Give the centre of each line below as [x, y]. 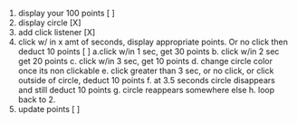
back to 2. [37, 99]
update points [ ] [49, 109]
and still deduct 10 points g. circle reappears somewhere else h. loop [146, 90]
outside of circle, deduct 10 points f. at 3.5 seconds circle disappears [147, 80]
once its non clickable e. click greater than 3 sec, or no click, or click [146, 71]
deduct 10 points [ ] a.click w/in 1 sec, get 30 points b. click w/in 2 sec [148, 52]
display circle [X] [49, 23]
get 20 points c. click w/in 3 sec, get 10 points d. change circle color [145, 61]
